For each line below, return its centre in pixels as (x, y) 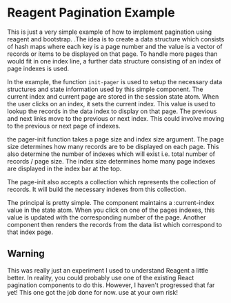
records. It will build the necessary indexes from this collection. (97, 189)
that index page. (30, 232)
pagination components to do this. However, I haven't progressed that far (111, 285)
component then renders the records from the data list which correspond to (115, 224)
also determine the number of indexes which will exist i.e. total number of (111, 154)
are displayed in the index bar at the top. (64, 168)
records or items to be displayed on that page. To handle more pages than (112, 54)
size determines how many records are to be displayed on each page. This (113, 146)
